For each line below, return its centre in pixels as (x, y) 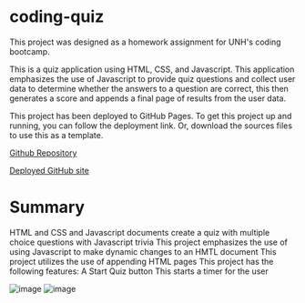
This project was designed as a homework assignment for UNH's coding (145, 42)
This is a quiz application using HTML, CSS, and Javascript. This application (152, 69)
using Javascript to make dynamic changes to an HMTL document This (143, 251)
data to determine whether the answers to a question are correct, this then (149, 88)
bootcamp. (30, 51)
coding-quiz (57, 17)
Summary (47, 207)
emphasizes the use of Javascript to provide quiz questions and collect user (152, 78)
